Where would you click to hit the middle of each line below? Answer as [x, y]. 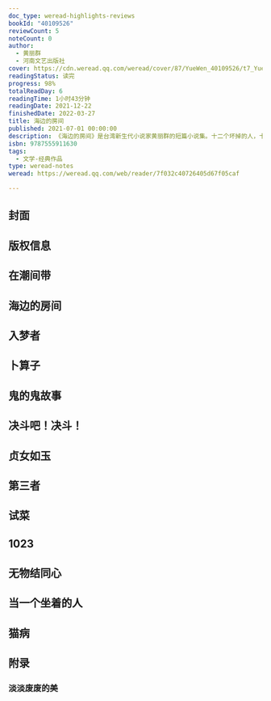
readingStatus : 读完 [42, 76]
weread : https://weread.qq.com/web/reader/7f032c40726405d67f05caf [124, 174]
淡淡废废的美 [33, 688]
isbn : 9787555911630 [43, 144]
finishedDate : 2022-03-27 [52, 114]
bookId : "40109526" [41, 23]
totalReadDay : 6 [35, 91]
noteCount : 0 [30, 38]
